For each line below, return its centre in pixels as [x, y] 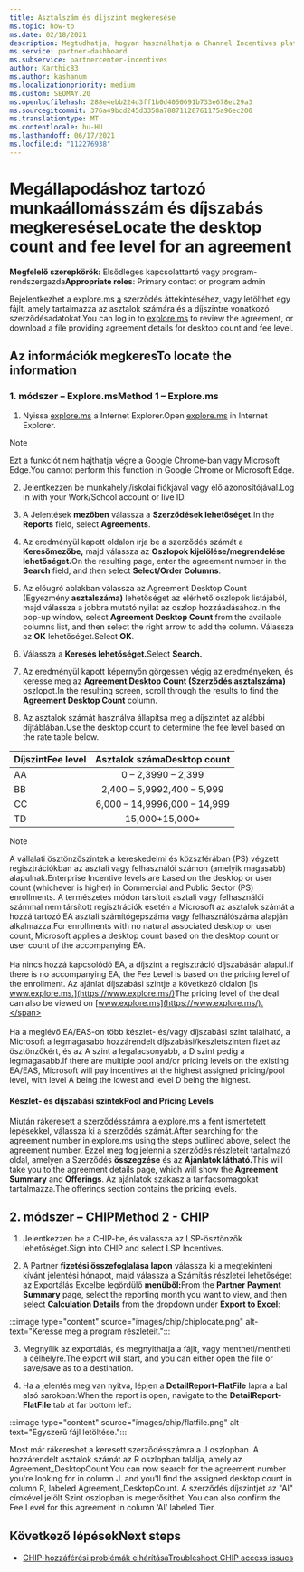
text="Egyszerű [38, 1433]
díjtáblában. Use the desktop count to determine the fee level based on [154, 728]
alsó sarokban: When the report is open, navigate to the [125, 1395]
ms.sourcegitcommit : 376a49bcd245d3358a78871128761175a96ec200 [131, 110]
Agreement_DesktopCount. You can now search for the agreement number [148, 1469]
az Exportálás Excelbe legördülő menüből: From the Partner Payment [152, 1285]
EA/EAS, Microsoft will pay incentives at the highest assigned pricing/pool [147, 1070]
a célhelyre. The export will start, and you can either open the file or [147, 1358]
